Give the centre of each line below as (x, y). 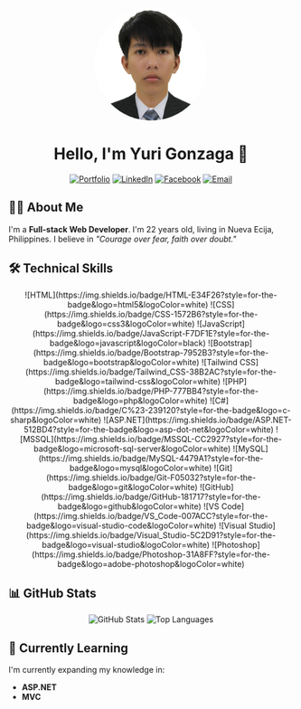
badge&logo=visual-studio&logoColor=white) (125, 544)
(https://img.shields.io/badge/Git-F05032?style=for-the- (151, 477)
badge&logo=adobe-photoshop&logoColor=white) (151, 563)
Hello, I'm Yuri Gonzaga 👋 (151, 154)
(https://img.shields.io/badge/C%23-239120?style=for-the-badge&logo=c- (151, 410)
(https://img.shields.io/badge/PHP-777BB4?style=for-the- (151, 391)
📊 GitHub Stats (52, 593)
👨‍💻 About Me (46, 208)
